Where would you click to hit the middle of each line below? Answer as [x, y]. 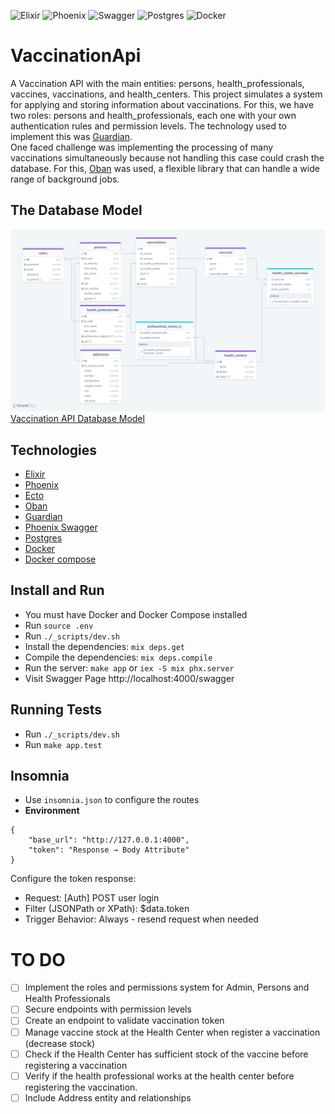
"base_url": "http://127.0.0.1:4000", [109, 840]
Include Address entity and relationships [108, 1097]
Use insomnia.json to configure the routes [112, 800]
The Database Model [76, 210]
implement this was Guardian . [71, 136]
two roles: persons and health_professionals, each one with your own [153, 115]
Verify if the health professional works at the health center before [159, 1076]
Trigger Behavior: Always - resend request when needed [141, 919]
